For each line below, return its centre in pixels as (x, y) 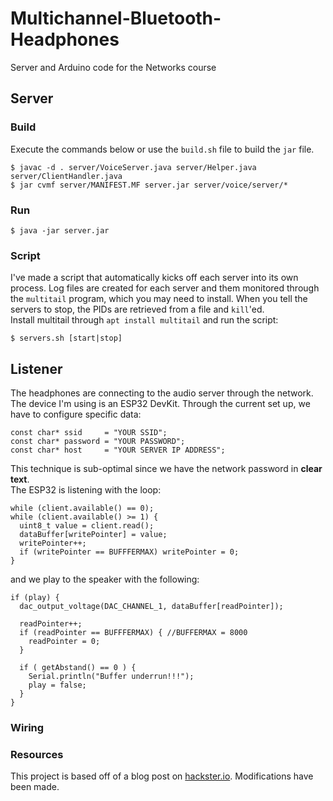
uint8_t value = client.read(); (87, 526)
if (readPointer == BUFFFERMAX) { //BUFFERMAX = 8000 (133, 633)
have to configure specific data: (76, 414)
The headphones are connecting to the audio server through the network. (162, 393)
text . (20, 479)
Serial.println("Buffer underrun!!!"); (111, 677)
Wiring (27, 727)
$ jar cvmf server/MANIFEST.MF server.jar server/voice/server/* (149, 185)
